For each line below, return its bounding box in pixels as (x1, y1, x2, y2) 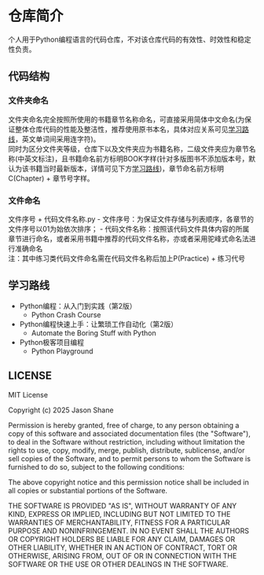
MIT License (8, 390, 49, 399)
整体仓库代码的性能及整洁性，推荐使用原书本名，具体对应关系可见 (14, 124, 229, 134)
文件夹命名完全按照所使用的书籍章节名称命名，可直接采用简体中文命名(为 (8, 115, 245, 124)
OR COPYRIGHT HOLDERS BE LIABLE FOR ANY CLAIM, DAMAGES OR (8, 534, 236, 544)
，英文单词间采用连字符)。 (15, 134, 101, 144)
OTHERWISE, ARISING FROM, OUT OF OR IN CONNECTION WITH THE (8, 551, 237, 560)
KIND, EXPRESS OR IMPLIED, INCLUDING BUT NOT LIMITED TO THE (8, 509, 231, 518)
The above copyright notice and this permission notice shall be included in (8, 477, 249, 487)
